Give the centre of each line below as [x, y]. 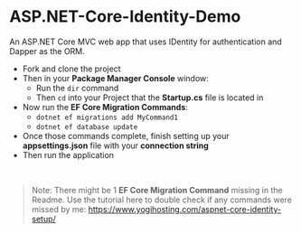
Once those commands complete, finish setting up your [126, 135]
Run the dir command [77, 88]
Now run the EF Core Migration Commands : [105, 107]
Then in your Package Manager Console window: [116, 78]
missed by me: [59, 209]
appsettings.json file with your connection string [116, 145]
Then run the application [68, 154]
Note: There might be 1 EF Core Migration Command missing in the [157, 190]
